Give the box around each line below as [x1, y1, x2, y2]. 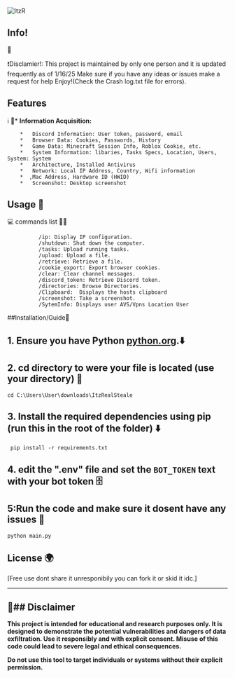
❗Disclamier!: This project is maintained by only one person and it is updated [7, 60, 226, 68]
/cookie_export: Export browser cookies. [38, 264, 161, 271]
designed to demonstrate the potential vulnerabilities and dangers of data [7, 628, 227, 636]
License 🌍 [7, 552, 54, 564]
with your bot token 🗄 [7, 475, 103, 487]
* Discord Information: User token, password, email [20, 130, 183, 137]
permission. [7, 663, 43, 672]
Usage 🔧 [7, 198, 44, 210]
